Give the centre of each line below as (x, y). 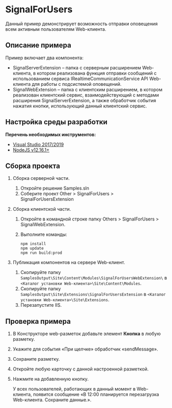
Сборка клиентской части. (42, 209)
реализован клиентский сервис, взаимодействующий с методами (86, 95)
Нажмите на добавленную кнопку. (51, 379)
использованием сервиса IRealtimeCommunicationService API (80, 79)
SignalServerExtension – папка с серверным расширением (77, 67)
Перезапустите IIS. (41, 305)
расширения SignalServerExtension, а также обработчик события (84, 100)
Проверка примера (38, 321)
